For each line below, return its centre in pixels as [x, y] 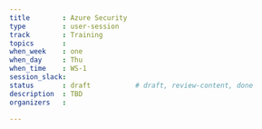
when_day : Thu [46, 60]
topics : [38, 43]
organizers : [38, 102]
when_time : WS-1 [49, 69]
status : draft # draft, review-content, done [131, 85]
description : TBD [46, 94]
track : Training [56, 35]
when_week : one [46, 52]
